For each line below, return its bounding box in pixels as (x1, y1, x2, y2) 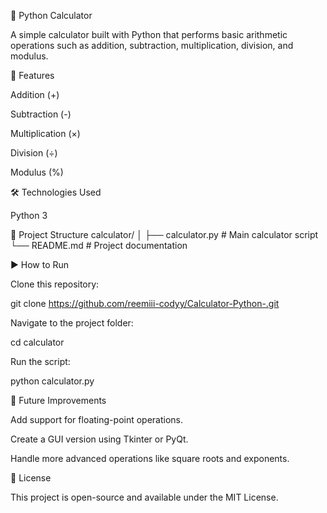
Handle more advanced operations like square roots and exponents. (10, 453, 290, 464)
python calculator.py (10, 375, 95, 387)
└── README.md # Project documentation (10, 240, 188, 251)
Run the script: (10, 356, 71, 367)
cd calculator (10, 336, 65, 348)
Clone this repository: (10, 278, 100, 290)
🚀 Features (10, 70, 55, 81)
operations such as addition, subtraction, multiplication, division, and (10, 40, 294, 51)
